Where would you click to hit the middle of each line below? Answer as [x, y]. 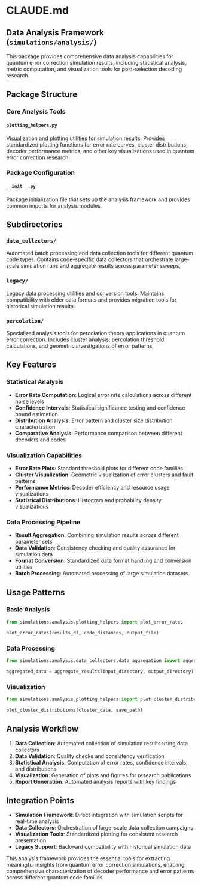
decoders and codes [40, 440]
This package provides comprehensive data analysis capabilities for [90, 56]
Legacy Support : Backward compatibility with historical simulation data [103, 847]
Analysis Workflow [42, 729]
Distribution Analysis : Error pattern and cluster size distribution [94, 420]
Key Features [31, 365]
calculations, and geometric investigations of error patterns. [80, 345]
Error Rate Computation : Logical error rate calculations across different [103, 395]
